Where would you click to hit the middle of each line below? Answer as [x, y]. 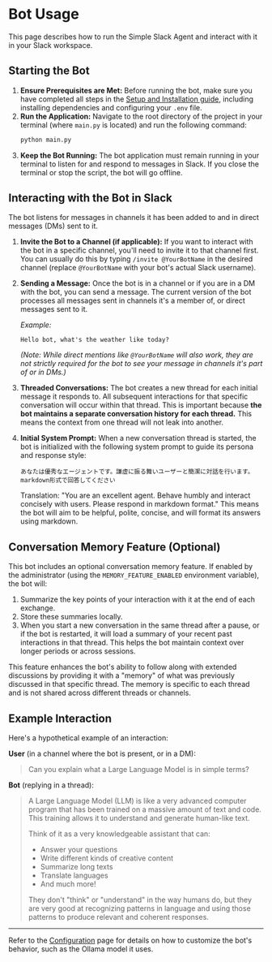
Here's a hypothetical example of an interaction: [88, 738]
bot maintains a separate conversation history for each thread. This [136, 414]
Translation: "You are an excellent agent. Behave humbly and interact [135, 495]
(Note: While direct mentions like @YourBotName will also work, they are [136, 355]
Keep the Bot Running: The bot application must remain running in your [140, 155]
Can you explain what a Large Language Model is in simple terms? [138, 770]
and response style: [53, 455]
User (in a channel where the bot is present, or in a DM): [102, 754]
